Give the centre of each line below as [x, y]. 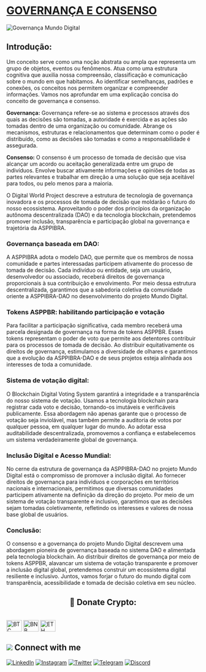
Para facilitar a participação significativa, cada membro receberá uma [94, 325]
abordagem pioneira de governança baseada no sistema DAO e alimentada [101, 550]
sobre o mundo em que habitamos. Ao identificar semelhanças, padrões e [100, 81]
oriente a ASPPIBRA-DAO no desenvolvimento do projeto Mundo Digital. [97, 296]
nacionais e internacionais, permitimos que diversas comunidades [90, 488]
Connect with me [48, 648]
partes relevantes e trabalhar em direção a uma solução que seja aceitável [100, 177]
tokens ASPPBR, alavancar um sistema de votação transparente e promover [102, 563]
